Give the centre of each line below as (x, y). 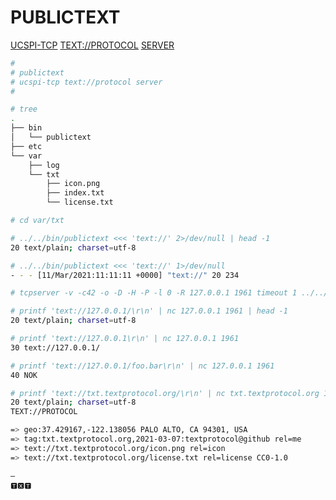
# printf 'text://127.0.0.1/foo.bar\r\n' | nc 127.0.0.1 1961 (142, 366)
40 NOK (24, 375)
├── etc (26, 146)
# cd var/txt (37, 221)
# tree (24, 109)
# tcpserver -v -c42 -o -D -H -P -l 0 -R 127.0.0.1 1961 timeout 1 (154, 293)
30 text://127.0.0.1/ (55, 347)
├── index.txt (75, 193)
